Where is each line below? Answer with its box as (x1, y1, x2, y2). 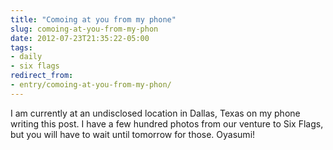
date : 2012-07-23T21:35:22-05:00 (10, 33, 150, 43)
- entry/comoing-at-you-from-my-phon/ (10, 80, 172, 90)
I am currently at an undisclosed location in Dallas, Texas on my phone (10, 107, 301, 119)
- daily (10, 52, 43, 62)
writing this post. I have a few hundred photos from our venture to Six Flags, (10, 117, 324, 130)
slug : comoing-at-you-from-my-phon (10, 24, 159, 34)
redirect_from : (10, 71, 74, 81)
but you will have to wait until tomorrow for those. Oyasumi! (10, 128, 256, 140)
